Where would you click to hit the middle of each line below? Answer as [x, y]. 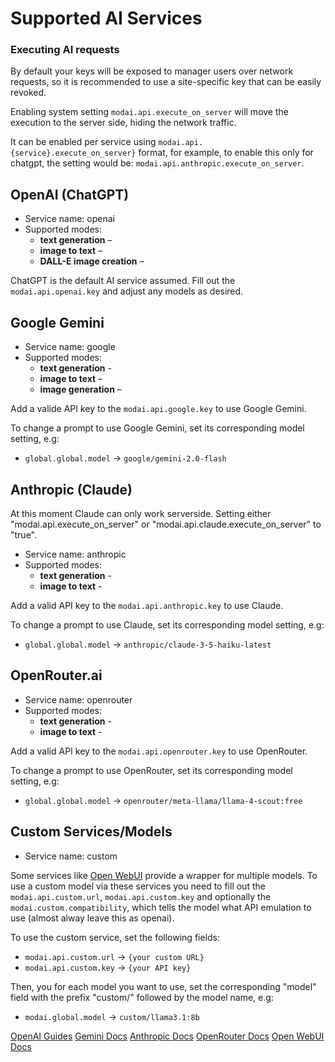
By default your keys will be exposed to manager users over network [152, 71]
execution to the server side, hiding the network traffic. [123, 123]
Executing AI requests [65, 50]
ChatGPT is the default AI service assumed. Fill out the [123, 281]
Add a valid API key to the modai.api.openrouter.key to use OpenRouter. [159, 751]
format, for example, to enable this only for [226, 153]
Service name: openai [69, 219]
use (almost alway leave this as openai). [92, 918]
